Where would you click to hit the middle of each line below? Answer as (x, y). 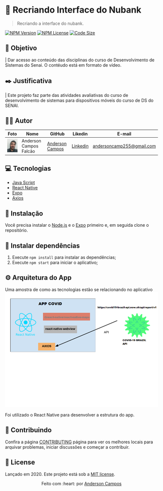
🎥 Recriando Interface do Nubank (73, 10)
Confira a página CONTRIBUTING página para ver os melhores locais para (79, 442)
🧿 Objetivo (21, 48)
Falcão (28, 151)
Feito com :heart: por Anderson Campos (81, 483)
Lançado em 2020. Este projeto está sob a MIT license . (60, 474)
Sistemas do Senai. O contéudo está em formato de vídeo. (63, 65)
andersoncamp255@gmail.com (124, 146)
